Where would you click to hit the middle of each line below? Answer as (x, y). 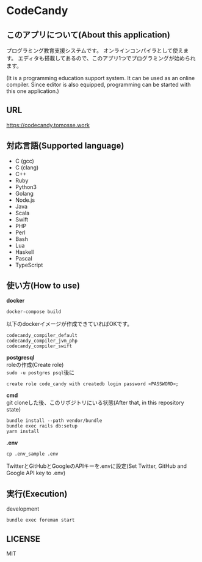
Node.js (25, 200)
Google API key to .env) (36, 473)
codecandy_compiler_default (42, 336)
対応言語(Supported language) (65, 146)
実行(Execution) (37, 494)
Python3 (26, 187)
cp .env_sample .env (33, 454)
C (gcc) (25, 161)
